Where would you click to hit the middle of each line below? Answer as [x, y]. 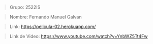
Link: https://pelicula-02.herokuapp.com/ [53, 26]
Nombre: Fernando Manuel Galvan [45, 17]
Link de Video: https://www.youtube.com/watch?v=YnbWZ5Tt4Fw [79, 36]
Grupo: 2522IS [25, 7]
